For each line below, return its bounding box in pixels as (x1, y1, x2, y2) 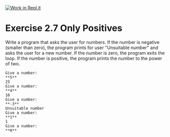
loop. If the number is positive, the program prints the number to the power (5, 55, 162, 61)
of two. (5, 61, 20, 67)
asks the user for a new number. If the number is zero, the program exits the (5, 50, 165, 56)
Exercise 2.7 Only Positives (5, 23, 123, 34)
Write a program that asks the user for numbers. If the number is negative (5, 39, 160, 45)
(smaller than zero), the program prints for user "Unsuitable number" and (5, 44, 159, 51)
